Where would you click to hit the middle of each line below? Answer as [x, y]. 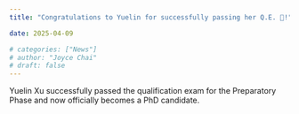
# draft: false [37, 66]
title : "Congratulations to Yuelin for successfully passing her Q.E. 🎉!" [151, 17]
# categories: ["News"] [53, 49]
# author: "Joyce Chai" [53, 57]
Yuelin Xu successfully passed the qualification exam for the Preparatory [143, 91]
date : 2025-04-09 [41, 33]
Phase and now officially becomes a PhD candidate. [105, 100]
